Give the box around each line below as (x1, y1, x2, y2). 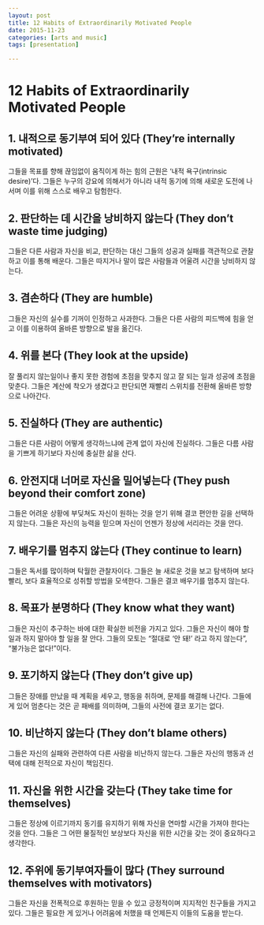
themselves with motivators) (8, 876, 153, 890)
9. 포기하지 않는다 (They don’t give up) (8, 669, 194, 682)
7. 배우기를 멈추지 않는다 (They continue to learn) (8, 543, 243, 557)
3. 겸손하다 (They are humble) (8, 291, 154, 304)
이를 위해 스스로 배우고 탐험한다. (22, 186, 122, 196)
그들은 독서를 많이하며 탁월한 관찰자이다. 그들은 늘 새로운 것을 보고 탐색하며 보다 (8, 566, 255, 576)
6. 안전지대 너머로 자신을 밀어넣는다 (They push (8, 474, 230, 487)
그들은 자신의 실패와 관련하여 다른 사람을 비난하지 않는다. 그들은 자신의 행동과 (8, 748, 246, 758)
